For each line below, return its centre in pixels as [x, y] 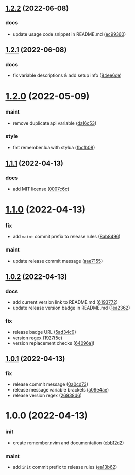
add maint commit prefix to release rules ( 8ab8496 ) [66, 237]
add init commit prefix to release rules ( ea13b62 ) [65, 467]
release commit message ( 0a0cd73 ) [50, 384]
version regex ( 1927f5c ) [37, 338]
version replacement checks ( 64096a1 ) [54, 343]
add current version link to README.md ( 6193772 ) [65, 302]
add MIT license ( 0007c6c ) [41, 189]
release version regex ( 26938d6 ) [47, 395]
